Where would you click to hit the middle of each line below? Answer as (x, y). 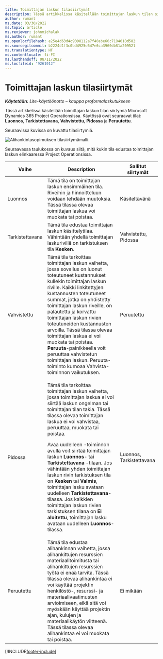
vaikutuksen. (86, 372)
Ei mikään (131, 591)
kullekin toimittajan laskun (77, 281)
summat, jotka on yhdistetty (79, 300)
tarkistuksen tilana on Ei (74, 511)
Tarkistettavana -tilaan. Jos (80, 463)
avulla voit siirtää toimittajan (79, 451)
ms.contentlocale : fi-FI (30, 55)
